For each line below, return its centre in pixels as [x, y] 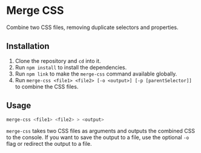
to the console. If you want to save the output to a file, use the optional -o [98, 137]
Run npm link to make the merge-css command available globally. [96, 74]
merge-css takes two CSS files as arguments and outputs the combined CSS [101, 131]
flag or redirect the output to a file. [49, 144]
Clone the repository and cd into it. [58, 60]
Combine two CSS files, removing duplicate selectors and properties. [92, 27]
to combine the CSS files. [47, 86]
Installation [28, 46]
